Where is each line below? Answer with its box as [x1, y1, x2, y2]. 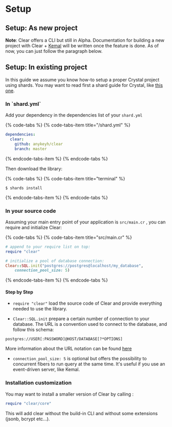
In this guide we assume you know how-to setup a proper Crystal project [5, 77, 160, 83]
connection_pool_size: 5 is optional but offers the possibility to [12, 356, 147, 362]
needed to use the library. [12, 306, 68, 312]
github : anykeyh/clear [14, 141, 63, 146]
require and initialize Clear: [5, 224, 62, 230]
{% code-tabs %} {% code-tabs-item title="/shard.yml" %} [5, 122, 131, 128]
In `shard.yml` [5, 100, 41, 107]
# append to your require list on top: [5, 244, 91, 249]
